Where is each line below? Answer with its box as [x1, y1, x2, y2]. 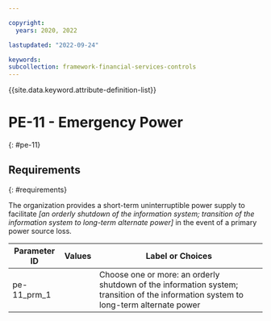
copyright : [8, 19, 45, 27]
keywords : [8, 56, 42, 64]
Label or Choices [145, 250, 212, 261]
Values [64, 250, 92, 261]
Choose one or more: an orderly [99, 269, 220, 280]
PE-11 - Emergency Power [8, 114, 184, 131]
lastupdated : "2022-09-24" [8, 41, 99, 49]
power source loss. [8, 226, 73, 236]
